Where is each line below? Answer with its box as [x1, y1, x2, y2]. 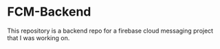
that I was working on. [7, 33, 70, 42]
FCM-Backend [7, 4, 91, 20]
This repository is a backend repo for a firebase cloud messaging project [7, 27, 214, 35]
